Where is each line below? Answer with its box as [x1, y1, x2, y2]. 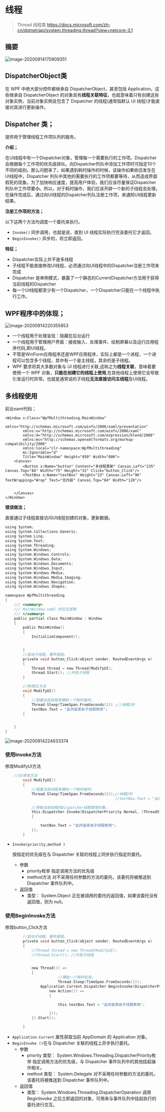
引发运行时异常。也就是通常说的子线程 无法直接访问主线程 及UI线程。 [12, 376, 150, 382]
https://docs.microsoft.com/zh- [47, 22, 111, 28]
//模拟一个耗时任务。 [57, 975, 96, 980]
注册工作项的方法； [5, 208, 44, 214]
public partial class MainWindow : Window [14, 616, 102, 621]
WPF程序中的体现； [5, 309, 65, 318]
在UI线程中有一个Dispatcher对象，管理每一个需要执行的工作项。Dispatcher [5, 155, 157, 161]
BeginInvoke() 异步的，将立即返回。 [12, 236, 85, 241]
